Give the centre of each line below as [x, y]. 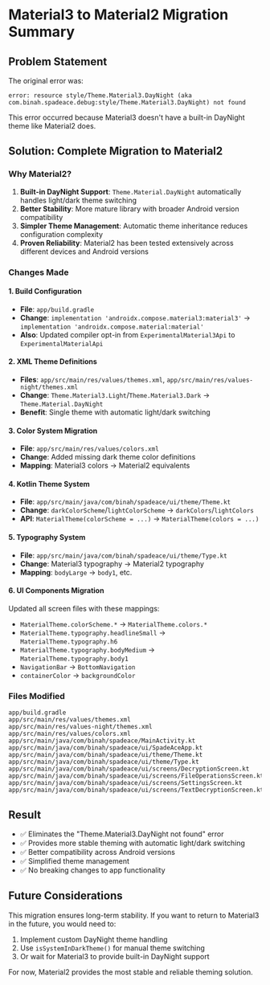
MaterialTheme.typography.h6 [69, 642]
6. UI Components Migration [56, 591]
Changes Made [39, 272]
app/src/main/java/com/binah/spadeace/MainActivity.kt [102, 741]
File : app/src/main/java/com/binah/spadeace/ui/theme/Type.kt [123, 555]
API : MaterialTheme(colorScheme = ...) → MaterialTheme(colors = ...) [139, 519]
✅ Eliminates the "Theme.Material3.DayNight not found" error [122, 834]
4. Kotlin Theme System [49, 484]
